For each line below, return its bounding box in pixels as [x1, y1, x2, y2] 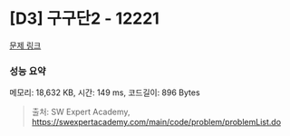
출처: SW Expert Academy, [31, 106, 130, 118]
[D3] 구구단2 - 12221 [9, 8, 160, 29]
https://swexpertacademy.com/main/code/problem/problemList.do [31, 117, 282, 128]
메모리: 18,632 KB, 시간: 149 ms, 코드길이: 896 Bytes [9, 87, 201, 98]
